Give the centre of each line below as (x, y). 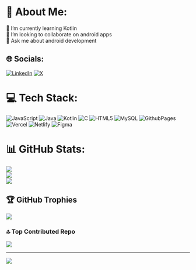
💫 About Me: (37, 12)
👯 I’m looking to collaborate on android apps (59, 34)
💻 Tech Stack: (42, 98)
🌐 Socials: (25, 59)
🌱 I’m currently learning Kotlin (41, 28)
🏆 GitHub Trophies (42, 200)
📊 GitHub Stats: (46, 149)
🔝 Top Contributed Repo (41, 232)
